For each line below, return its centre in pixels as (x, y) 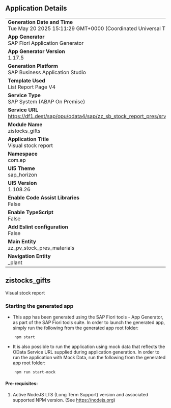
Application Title (28, 139)
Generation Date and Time (40, 22)
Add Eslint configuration (38, 227)
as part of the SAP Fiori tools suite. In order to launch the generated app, (89, 322)
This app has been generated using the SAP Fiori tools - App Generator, (88, 317)
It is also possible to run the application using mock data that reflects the (89, 346)
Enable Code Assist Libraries (44, 197)
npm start (25, 337)
